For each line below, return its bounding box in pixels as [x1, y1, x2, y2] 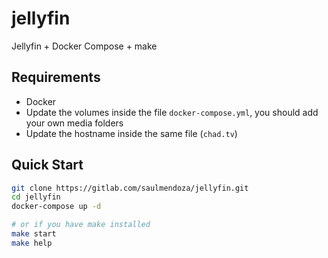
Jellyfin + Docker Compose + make [11, 40, 158, 52]
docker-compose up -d [11, 202, 102, 212]
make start [11, 229, 57, 239]
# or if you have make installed [11, 220, 151, 230]
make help [11, 238, 53, 248]
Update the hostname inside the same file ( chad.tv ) [25, 127, 238, 139]
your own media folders [25, 117, 124, 129]
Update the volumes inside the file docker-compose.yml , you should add [25, 106, 319, 118]
